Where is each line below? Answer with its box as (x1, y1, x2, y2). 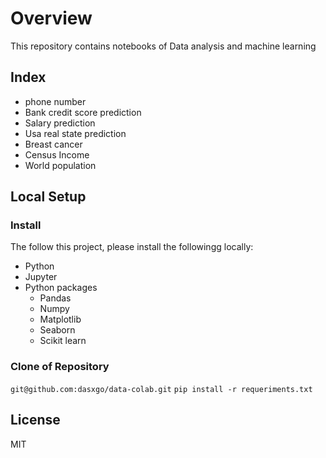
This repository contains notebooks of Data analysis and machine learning (10, 40, 317, 52)
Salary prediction (24, 117, 96, 129)
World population (24, 159, 97, 171)
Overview (10, 7, 93, 30)
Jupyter (24, 271, 58, 283)
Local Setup (10, 188, 87, 206)
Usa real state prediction (24, 127, 127, 139)
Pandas (39, 292, 72, 304)
